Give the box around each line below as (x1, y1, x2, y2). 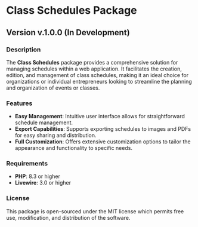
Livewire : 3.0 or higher (14, 179, 72, 186)
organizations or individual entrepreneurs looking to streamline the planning (6, 78, 192, 85)
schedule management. (14, 119, 73, 126)
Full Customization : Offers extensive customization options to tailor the (14, 138, 191, 145)
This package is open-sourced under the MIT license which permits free (6, 207, 184, 215)
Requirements (6, 159, 48, 168)
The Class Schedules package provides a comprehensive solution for (6, 59, 178, 66)
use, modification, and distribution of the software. (6, 214, 131, 221)
